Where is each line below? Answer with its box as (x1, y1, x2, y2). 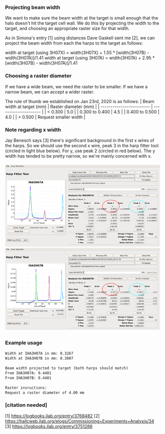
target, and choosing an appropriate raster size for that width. (5, 26, 130, 31)
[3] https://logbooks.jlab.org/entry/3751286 (5, 423, 93, 429)
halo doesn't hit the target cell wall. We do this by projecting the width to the (5, 20, 160, 26)
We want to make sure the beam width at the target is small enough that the (5, 15, 159, 21)
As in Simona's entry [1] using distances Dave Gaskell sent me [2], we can (5, 35, 155, 41)
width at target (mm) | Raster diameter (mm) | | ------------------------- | (5, 104, 153, 109)
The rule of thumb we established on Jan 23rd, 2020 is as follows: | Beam (5, 98, 155, 104)
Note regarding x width (5, 126, 61, 133)
